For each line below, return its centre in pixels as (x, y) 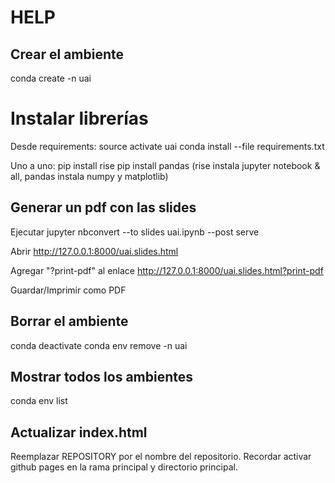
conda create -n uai (51, 78)
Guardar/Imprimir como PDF (68, 290)
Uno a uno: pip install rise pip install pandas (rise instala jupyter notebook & (165, 165)
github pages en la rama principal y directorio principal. (124, 467)
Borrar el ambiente (69, 321)
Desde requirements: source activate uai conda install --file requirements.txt (167, 146)
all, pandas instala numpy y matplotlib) (89, 176)
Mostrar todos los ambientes (102, 376)
